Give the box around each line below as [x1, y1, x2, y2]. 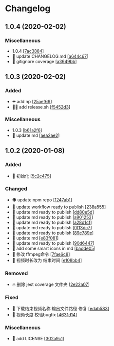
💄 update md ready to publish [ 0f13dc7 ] [12, 224, 92, 230]
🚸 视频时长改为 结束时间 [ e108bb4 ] [12, 257, 82, 263]
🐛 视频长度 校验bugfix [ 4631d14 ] [12, 312, 77, 318]
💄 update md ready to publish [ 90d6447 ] [12, 240, 95, 246]
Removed [5, 270, 28, 277]
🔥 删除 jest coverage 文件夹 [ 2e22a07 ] [12, 281, 90, 287]
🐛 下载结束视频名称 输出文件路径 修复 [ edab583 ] [12, 306, 110, 312]
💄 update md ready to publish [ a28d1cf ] [12, 219, 92, 225]
